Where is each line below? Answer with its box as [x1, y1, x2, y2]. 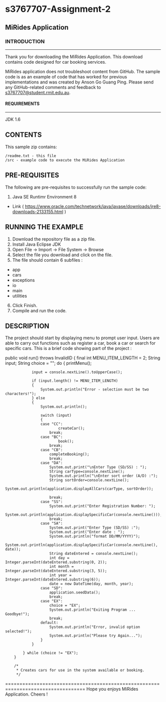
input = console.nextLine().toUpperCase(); [31, 370, 123, 375]
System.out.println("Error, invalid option [49, 624, 140, 630]
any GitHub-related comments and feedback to [5, 84, 101, 90]
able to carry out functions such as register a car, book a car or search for [5, 340, 156, 346]
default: [40, 621, 58, 625]
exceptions [12, 277, 35, 283]
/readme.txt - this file [5, 153, 56, 158]
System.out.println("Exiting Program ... [49, 607, 136, 613]
